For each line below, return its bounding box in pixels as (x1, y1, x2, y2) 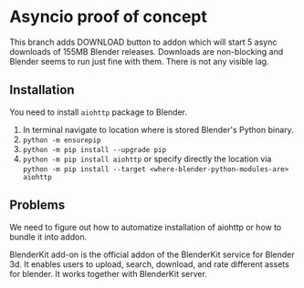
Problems (9, 198, 66, 213)
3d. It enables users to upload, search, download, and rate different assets (9, 258, 289, 270)
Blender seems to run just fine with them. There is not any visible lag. (9, 56, 269, 67)
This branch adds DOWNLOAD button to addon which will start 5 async (9, 36, 278, 47)
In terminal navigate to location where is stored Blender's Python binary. (22, 124, 294, 135)
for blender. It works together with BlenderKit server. (9, 268, 207, 279)
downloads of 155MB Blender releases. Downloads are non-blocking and (9, 46, 284, 57)
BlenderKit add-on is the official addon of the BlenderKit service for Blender (9, 249, 295, 260)
